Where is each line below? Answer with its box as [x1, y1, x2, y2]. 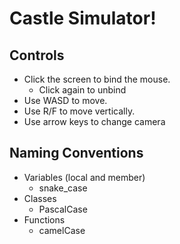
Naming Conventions [9, 145, 144, 162]
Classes [23, 192, 57, 204]
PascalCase [38, 203, 88, 215]
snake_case [38, 182, 88, 194]
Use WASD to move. [23, 95, 108, 106]
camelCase [38, 224, 86, 236]
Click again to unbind [38, 84, 127, 96]
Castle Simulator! [9, 7, 157, 30]
